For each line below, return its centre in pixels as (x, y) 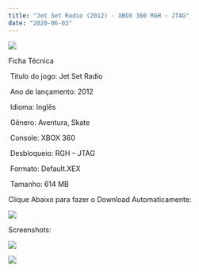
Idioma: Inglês (33, 107)
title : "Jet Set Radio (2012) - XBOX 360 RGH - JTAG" (99, 16)
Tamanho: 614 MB (40, 184)
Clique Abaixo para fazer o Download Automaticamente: (100, 199)
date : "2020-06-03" (40, 23)
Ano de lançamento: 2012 (52, 91)
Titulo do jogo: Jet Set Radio (56, 76)
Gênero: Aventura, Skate (50, 122)
